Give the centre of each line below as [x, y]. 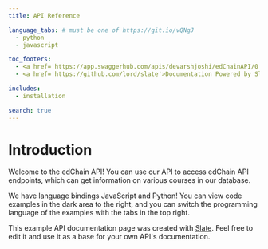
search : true [30, 110]
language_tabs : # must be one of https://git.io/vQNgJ [101, 30]
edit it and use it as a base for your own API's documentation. [109, 237]
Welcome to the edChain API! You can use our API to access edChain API [128, 172]
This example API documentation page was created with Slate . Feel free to [131, 228]
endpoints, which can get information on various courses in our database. [130, 180]
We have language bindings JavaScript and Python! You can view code [125, 196]
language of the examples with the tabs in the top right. [99, 213]
